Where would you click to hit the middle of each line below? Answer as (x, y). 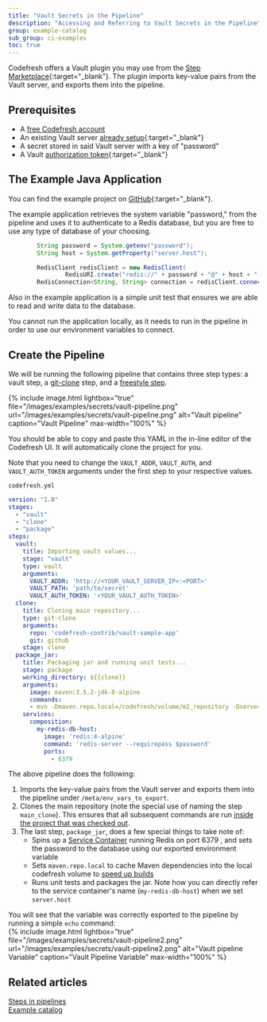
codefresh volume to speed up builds (93, 874)
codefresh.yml (32, 486)
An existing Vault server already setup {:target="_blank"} (112, 137)
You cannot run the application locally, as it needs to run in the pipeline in (128, 321)
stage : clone (44, 648)
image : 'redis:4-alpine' (85, 736)
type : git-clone (50, 618)
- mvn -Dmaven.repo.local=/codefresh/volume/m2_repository (129, 707)
